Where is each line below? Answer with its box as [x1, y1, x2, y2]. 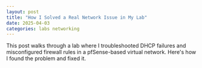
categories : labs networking [6, 25, 80, 32]
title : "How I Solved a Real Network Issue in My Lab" [6, 14, 148, 20]
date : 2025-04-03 [6, 20, 50, 26]
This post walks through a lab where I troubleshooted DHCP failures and [6, 42, 186, 49]
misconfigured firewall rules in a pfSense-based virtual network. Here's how [6, 49, 197, 56]
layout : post [6, 8, 39, 15]
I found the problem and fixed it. [6, 55, 86, 62]
